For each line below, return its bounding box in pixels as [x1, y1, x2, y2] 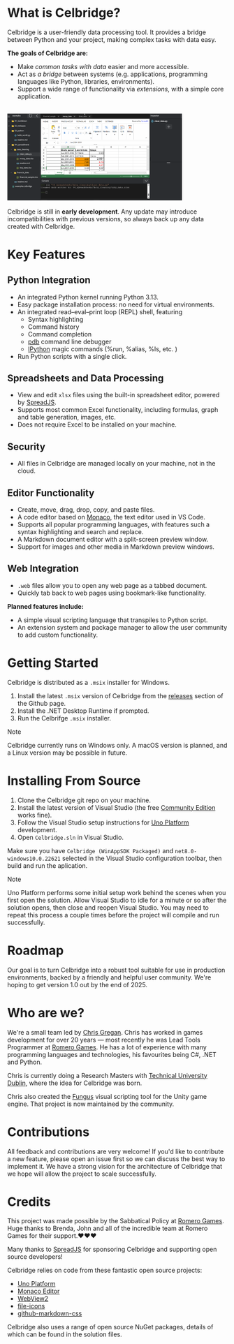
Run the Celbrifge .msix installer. [17, 714, 112, 722]
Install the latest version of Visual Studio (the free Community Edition [17, 803, 216, 811]
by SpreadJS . [17, 398, 57, 406]
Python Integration [7, 274, 91, 286]
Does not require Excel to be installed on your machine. [17, 420, 177, 429]
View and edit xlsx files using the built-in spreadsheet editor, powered [17, 391, 220, 399]
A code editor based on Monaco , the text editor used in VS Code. [17, 513, 206, 521]
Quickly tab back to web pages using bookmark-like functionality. [17, 589, 207, 597]
